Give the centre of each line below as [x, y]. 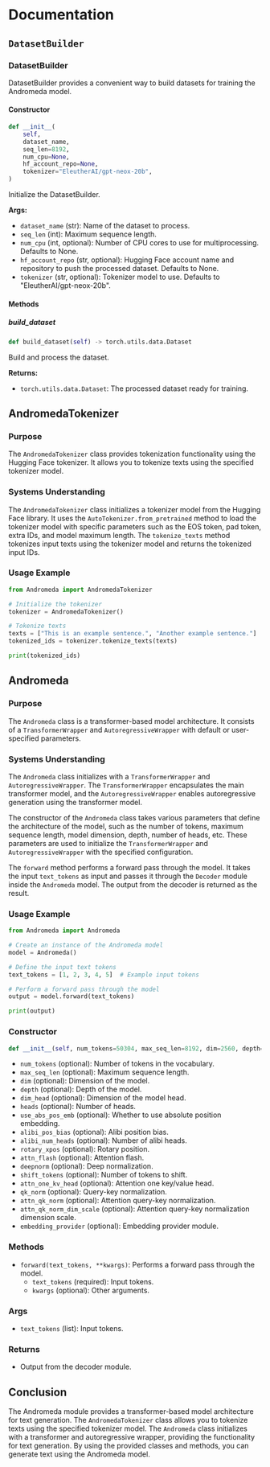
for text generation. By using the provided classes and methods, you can [129, 1446]
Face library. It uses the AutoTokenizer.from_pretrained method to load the [133, 518]
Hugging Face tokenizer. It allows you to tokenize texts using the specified [131, 462]
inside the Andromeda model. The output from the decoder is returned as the [133, 884]
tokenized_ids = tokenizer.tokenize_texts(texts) [93, 641]
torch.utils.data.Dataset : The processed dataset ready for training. [134, 388]
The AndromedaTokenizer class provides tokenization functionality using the [132, 454]
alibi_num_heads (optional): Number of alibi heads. [103, 1140]
